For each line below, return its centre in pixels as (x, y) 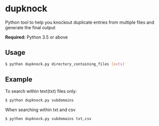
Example (19, 80)
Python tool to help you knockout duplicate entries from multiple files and (80, 22)
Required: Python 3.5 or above (37, 37)
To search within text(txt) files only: (41, 91)
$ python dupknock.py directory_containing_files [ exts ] (65, 64)
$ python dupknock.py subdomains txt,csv (48, 119)
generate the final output (30, 27)
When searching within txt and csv (40, 110)
